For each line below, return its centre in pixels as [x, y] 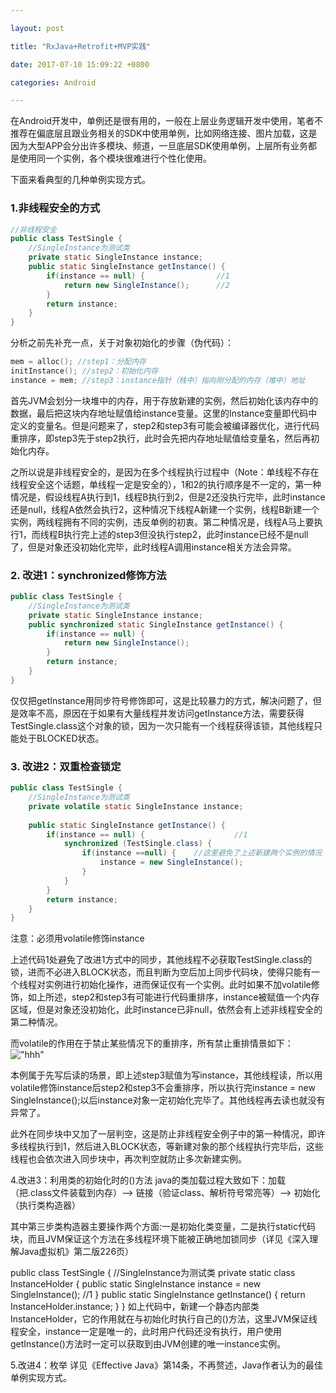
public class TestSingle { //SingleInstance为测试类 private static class [153, 1273]
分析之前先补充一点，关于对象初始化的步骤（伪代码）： [122, 343]
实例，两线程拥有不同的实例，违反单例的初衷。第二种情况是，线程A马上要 [162, 522]
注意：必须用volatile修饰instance [77, 938]
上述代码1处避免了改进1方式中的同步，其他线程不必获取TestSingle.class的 [161, 960]
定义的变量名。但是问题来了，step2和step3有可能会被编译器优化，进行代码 [165, 425]
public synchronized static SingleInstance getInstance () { [156, 624]
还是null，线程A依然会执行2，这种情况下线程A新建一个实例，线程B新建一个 [165, 509]
